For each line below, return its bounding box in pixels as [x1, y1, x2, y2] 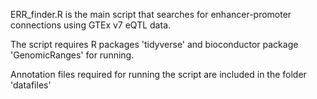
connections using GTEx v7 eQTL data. [10, 19, 172, 31]
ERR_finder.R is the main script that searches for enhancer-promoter [10, 9, 292, 20]
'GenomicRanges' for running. [10, 49, 135, 61]
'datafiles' [10, 79, 52, 91]
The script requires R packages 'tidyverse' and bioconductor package [10, 39, 299, 50]
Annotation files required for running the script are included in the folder [10, 69, 307, 80]
